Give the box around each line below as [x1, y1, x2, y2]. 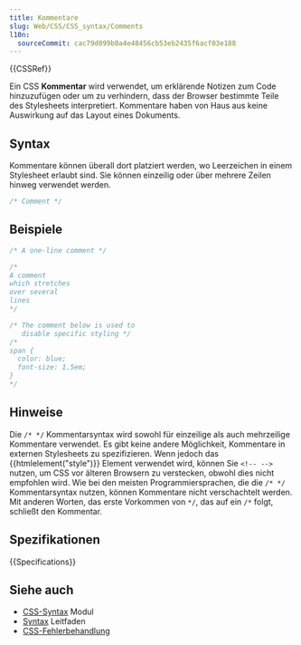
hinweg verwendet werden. [9, 179, 111, 190]
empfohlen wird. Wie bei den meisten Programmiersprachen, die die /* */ [9, 477, 287, 487]
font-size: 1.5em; [17, 363, 88, 372]
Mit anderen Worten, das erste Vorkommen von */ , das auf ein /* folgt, [9, 496, 274, 507]
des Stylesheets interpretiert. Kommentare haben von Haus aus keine [9, 101, 268, 111]
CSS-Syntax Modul [22, 606, 94, 617]
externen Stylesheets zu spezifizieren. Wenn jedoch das [9, 448, 220, 458]
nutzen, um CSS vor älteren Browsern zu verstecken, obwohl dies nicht [9, 467, 275, 478]
